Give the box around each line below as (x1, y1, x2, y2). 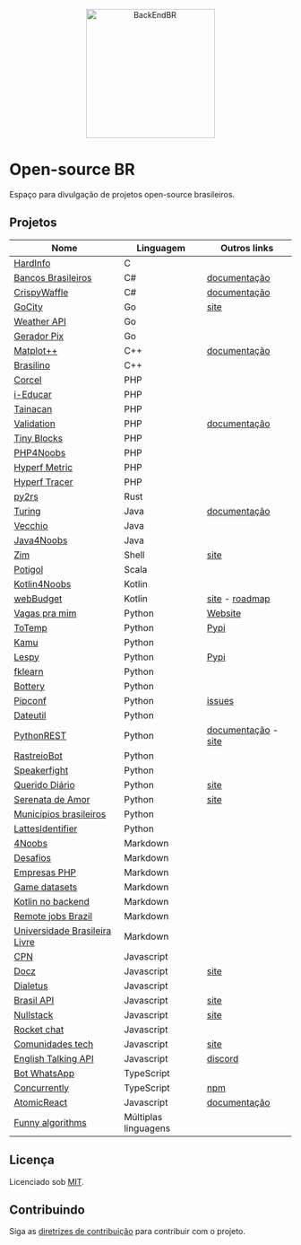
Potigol (13, 563, 44, 575)
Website (206, 607, 242, 619)
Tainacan (13, 402, 53, 415)
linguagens (124, 1122, 171, 1135)
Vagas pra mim (13, 607, 77, 619)
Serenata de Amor (13, 793, 90, 805)
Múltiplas (124, 1110, 163, 1123)
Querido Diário (13, 778, 75, 791)
